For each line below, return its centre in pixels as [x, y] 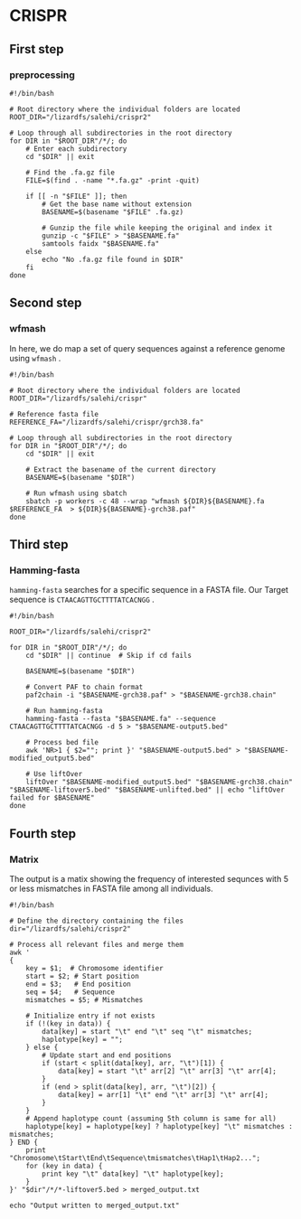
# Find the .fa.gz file [71, 173]
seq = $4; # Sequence [71, 992]
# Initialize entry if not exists [90, 1016]
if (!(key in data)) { [68, 1023]
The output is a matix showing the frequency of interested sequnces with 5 [149, 878]
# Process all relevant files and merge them [96, 944]
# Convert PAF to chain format [85, 688]
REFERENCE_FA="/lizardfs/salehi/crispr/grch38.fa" [107, 422]
